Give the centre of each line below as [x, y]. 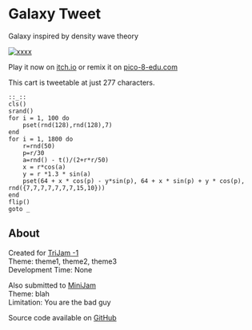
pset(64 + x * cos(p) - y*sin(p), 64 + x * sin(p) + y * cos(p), [134, 181]
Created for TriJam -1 [44, 252]
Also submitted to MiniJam [52, 285]
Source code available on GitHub [63, 317]
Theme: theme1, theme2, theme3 [63, 261]
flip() [19, 202]
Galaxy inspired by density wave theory [73, 36]
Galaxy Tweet [55, 14]
